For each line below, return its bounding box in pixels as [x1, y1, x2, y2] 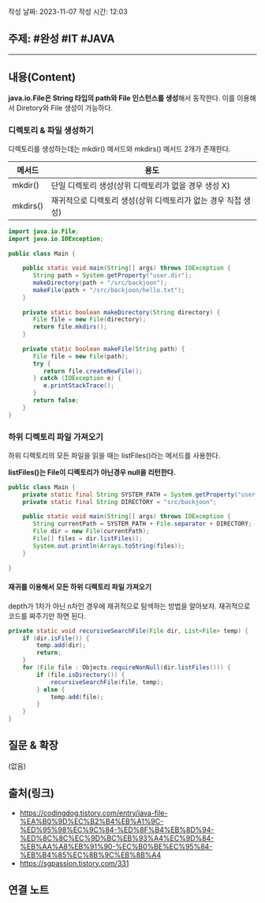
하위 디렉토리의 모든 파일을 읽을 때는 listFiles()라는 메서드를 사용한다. [8, 450, 221, 460]
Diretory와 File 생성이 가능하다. [16, 103, 113, 112]
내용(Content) [8, 70, 77, 85]
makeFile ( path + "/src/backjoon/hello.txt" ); [32, 286, 185, 294]
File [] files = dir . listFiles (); [32, 535, 144, 543]
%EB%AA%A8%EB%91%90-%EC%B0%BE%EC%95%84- [19, 841, 213, 851]
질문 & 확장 [8, 739, 59, 752]
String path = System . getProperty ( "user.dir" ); [32, 272, 192, 280]
